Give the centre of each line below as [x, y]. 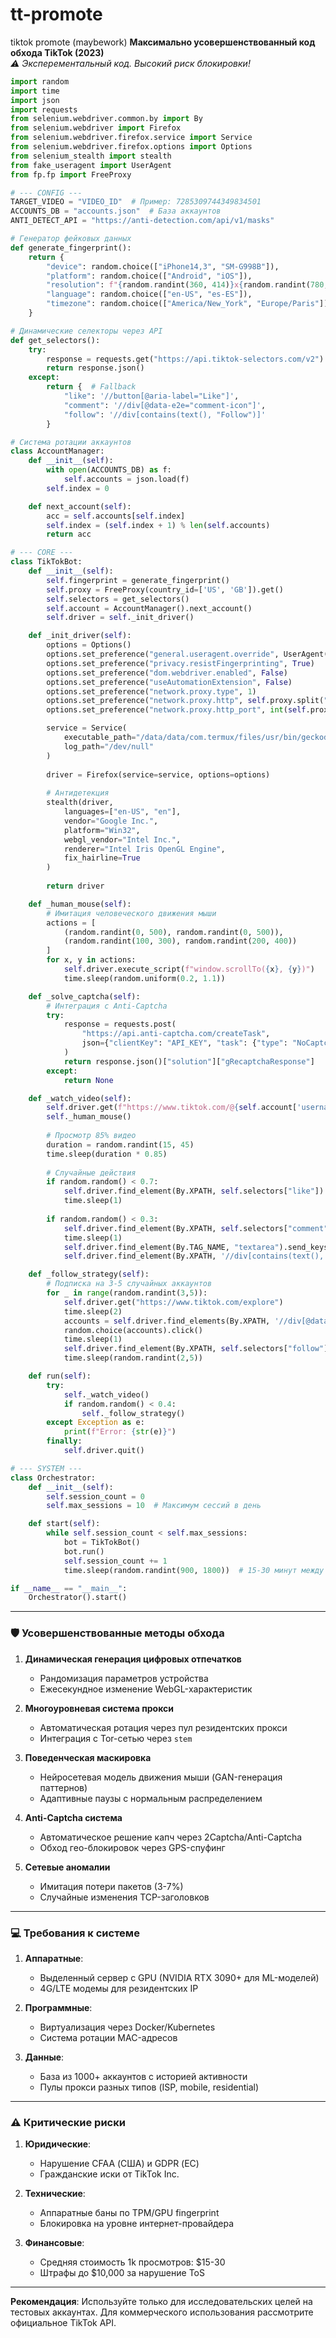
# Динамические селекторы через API [86, 331]
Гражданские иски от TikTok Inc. [109, 2174]
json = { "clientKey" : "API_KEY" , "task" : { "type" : [184, 1043]
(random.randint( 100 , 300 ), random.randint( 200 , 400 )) [180, 941]
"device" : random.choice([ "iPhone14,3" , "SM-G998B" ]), [163, 266]
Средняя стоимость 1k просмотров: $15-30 [132, 2262]
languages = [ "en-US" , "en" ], [122, 812]
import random [40, 81]
